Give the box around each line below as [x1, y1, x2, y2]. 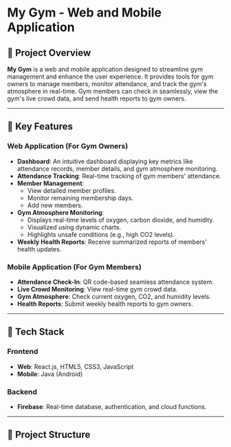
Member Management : [16, 179, 85, 187]
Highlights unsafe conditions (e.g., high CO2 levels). [27, 230, 175, 238]
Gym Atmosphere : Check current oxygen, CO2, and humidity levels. [16, 292, 211, 300]
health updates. [16, 245, 62, 253]
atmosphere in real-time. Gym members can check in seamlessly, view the [7, 87, 219, 95]
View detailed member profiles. [27, 186, 116, 194]
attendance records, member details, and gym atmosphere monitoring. [16, 164, 218, 173]
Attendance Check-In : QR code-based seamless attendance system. [16, 278, 214, 286]
